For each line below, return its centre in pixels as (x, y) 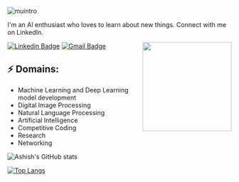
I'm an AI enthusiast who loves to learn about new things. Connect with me (117, 25)
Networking (35, 143)
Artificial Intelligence (48, 120)
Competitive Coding (47, 127)
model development (47, 97)
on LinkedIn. (26, 32)
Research (32, 135)
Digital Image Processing (54, 105)
